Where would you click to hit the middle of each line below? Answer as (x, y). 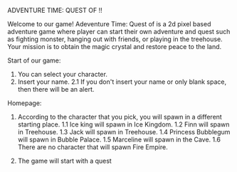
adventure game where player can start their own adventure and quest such (119, 32)
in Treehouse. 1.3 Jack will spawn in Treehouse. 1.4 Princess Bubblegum (124, 132)
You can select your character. (63, 74)
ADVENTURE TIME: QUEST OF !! (55, 10)
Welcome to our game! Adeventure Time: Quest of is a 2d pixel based (109, 24)
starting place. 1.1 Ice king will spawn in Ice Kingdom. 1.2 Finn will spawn (123, 124)
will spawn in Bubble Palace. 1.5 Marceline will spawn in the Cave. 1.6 (119, 139)
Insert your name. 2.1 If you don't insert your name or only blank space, (122, 82)
